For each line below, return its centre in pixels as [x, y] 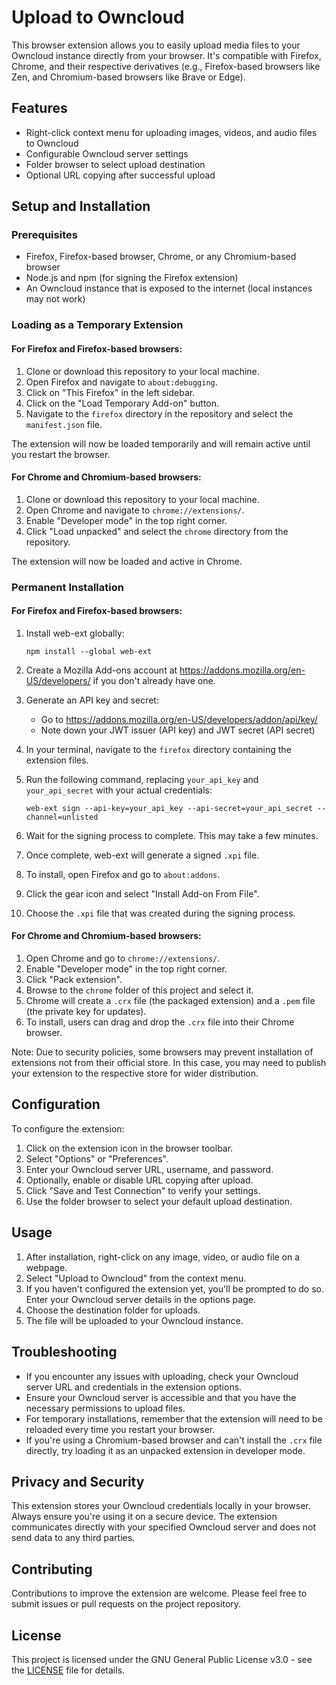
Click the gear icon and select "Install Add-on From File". [142, 893]
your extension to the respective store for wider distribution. [135, 1073]
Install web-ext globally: [75, 633]
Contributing [52, 1569]
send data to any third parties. [73, 1538]
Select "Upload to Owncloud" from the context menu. [136, 1278]
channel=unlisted [62, 817]
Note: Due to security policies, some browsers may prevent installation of [162, 1052]
